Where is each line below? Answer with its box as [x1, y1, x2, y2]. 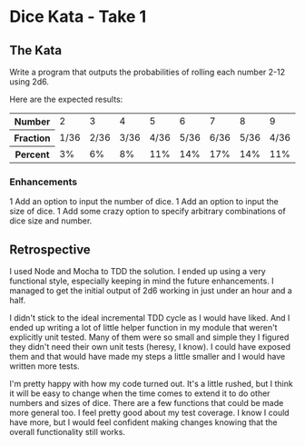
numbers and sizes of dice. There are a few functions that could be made [9, 398, 284, 409]
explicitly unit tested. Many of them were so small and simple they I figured [9, 332, 290, 342]
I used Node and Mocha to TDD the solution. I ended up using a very [9, 266, 266, 277]
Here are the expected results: [9, 94, 123, 104]
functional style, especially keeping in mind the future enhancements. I [9, 275, 274, 287]
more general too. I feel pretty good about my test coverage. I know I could [9, 407, 290, 419]
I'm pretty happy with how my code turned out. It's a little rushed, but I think [9, 379, 293, 390]
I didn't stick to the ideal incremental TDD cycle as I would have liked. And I [9, 312, 290, 323]
